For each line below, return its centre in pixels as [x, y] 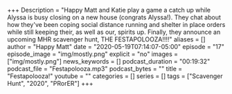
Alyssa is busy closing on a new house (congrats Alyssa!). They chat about [114, 17]
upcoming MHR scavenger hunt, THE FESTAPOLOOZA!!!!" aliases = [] [106, 39]
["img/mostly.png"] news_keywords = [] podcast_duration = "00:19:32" [109, 61]
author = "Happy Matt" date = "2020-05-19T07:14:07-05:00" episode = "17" [116, 47]
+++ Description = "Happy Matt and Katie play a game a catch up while [109, 10]
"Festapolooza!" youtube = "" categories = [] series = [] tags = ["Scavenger [115, 76]
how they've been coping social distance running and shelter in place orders [116, 25]
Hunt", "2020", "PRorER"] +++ [50, 83]
